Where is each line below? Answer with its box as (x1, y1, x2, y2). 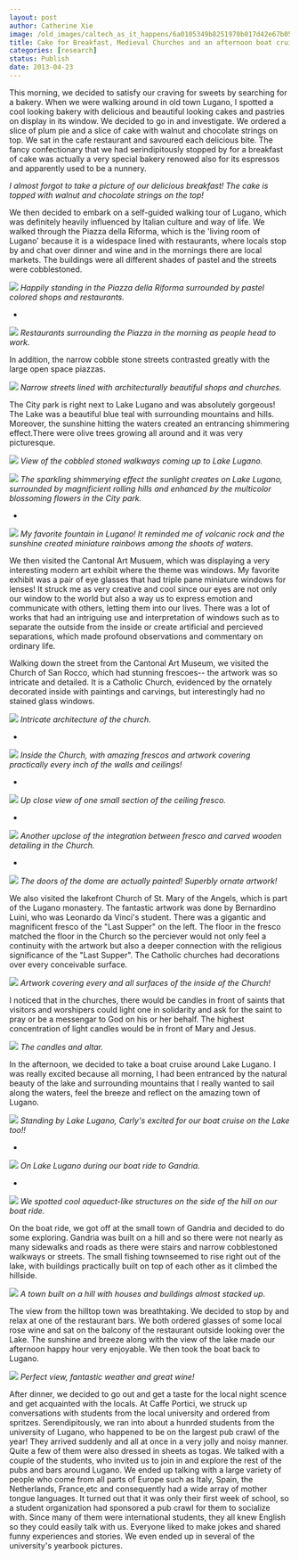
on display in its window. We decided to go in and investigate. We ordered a (9, 115, 287, 126)
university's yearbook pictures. (9, 1539, 123, 1551)
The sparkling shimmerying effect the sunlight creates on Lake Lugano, (20, 473, 283, 484)
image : (9, 29, 34, 38)
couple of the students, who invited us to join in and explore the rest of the (9, 1455, 282, 1466)
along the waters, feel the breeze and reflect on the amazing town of (9, 1087, 261, 1097)
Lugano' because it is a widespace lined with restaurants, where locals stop (9, 235, 287, 246)
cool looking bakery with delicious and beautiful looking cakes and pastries (9, 106, 285, 117)
